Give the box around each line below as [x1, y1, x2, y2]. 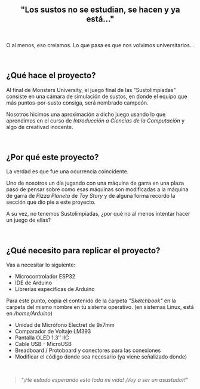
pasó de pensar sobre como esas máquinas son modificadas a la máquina [6, 186, 189, 193]
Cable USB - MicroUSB [14, 341, 72, 348]
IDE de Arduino [14, 279, 53, 286]
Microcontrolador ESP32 [14, 273, 76, 280]
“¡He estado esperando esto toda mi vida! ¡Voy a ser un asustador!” [20, 376, 189, 384]
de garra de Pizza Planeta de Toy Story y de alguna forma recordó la [6, 192, 176, 200]
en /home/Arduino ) [6, 310, 53, 317]
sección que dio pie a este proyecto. [6, 198, 96, 206]
